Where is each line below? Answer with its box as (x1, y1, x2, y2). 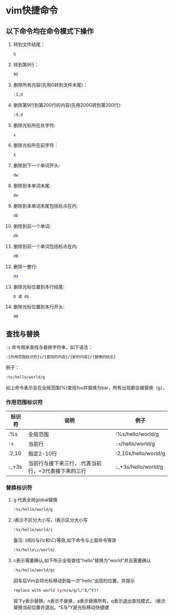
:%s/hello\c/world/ (13, 548, 55, 553)
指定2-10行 (28, 450, 57, 457)
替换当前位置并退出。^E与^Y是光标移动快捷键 (13, 604, 109, 610)
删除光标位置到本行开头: (13, 304, 65, 310)
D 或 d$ (13, 294, 29, 299)
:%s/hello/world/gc (13, 568, 55, 573)
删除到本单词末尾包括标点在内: (13, 203, 78, 209)
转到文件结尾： (13, 42, 45, 47)
